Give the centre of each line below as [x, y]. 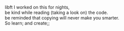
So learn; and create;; [27, 23]
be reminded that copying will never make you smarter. [62, 18]
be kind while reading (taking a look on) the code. [56, 12]
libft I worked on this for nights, [37, 7]
